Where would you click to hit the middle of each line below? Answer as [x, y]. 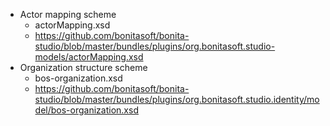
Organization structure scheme [83, 67]
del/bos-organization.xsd [86, 110]
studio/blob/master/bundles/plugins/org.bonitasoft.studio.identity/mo [177, 99]
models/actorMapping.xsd [89, 57]
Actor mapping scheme [68, 14]
